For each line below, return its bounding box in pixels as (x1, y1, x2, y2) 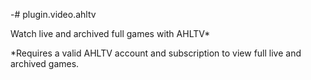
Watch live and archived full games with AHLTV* (10, 28, 211, 39)
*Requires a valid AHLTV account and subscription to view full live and (10, 47, 302, 59)
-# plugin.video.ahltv (10, 9, 97, 20)
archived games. (10, 58, 80, 69)
